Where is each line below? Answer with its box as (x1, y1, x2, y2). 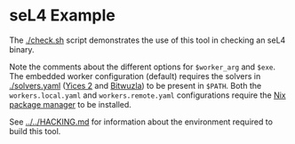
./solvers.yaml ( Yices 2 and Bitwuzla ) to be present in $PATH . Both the (9, 80, 262, 91)
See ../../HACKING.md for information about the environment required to (9, 116, 274, 127)
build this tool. (9, 125, 61, 136)
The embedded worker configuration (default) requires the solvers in (9, 70, 261, 81)
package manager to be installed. (9, 99, 132, 109)
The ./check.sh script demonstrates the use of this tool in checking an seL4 (9, 35, 286, 45)
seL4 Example (9, 5, 116, 26)
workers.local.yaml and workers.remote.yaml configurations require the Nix (9, 90, 286, 100)
